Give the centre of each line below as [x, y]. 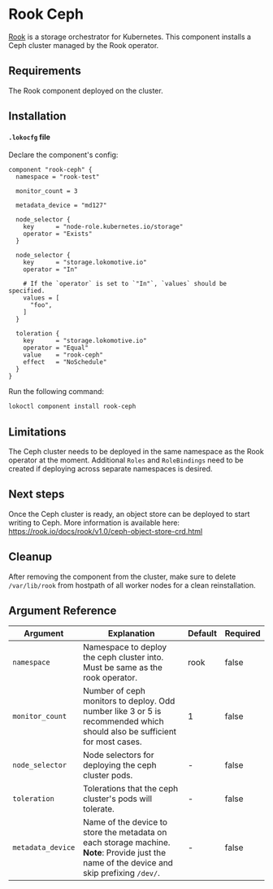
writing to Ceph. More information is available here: [94, 523]
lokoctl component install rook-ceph [72, 407]
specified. [27, 291]
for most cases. [112, 742]
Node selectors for [118, 755]
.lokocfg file [30, 137]
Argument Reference [63, 611]
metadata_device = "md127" [61, 206]
